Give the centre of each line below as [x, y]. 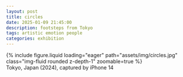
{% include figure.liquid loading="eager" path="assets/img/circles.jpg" [92, 55]
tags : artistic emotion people [44, 33]
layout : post [22, 11]
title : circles [25, 17]
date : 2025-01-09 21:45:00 [39, 22]
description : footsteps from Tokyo [50, 28]
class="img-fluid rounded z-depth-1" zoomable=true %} [74, 61]
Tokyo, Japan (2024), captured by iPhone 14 [60, 67]
